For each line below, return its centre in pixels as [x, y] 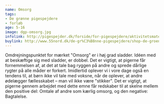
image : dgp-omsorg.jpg [28, 32]
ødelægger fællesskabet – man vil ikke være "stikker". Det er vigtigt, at [76, 81]
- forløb [14, 23]
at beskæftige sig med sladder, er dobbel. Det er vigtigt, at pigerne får [75, 60]
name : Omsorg [18, 9]
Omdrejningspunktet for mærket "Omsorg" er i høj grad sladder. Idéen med [81, 55]
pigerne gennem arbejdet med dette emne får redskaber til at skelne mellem [82, 86]
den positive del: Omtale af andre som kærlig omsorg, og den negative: [77, 91]
